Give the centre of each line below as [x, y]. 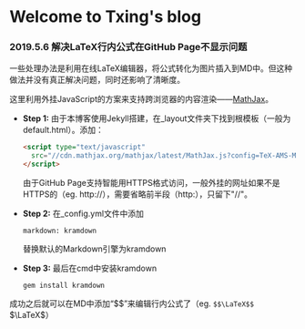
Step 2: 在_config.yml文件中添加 [83, 214]
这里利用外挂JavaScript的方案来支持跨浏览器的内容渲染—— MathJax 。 [142, 99]
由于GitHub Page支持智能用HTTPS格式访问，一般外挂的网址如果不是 [151, 183]
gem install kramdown [63, 286]
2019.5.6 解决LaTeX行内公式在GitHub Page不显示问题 [128, 47]
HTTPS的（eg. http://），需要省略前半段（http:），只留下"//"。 [137, 194]
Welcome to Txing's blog [106, 17]
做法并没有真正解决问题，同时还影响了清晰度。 [97, 80]
